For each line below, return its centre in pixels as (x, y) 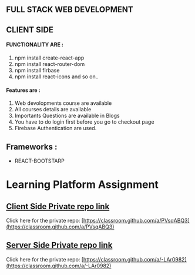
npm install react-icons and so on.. (56, 77)
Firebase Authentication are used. (56, 128)
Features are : (23, 90)
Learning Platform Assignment (82, 185)
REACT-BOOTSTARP (39, 161)
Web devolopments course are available (63, 103)
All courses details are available (53, 110)
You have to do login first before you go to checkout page (84, 122)
